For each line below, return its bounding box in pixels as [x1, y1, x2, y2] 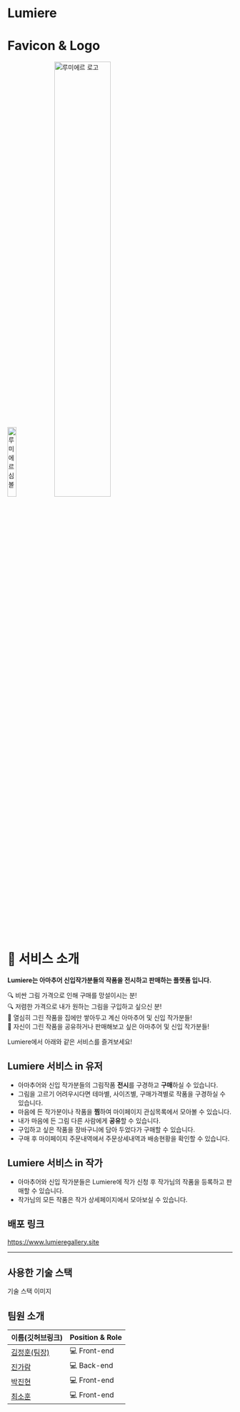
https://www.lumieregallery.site [7, 1237, 100, 1246]
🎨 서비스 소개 [7, 951, 80, 967]
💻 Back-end [69, 1361, 114, 1371]
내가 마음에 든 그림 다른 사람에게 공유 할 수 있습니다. [17, 1116, 161, 1125]
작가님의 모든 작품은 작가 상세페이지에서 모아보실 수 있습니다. [17, 1195, 188, 1204]
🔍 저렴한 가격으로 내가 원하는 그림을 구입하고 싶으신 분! [7, 1002, 162, 1011]
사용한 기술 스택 [7, 1266, 73, 1279]
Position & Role [69, 1333, 123, 1343]
